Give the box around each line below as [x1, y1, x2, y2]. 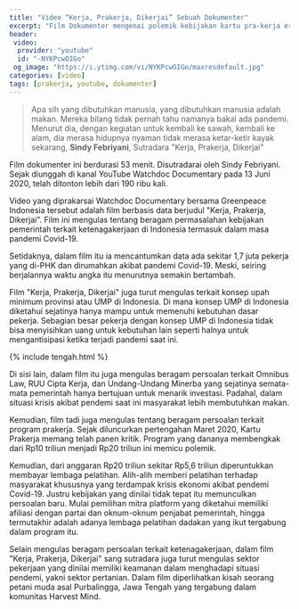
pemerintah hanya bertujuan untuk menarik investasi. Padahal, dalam [29, 387, 283, 398]
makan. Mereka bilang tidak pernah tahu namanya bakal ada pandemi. [30, 113, 289, 124]
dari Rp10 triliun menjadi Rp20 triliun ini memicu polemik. [9, 442, 216, 453]
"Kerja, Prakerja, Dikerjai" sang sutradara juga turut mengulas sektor [9, 553, 260, 564]
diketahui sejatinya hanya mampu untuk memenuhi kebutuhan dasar [9, 305, 259, 317]
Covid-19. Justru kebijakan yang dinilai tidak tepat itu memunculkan [9, 488, 257, 499]
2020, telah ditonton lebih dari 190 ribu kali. [9, 177, 168, 188]
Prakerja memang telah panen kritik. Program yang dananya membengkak [9, 433, 281, 444]
